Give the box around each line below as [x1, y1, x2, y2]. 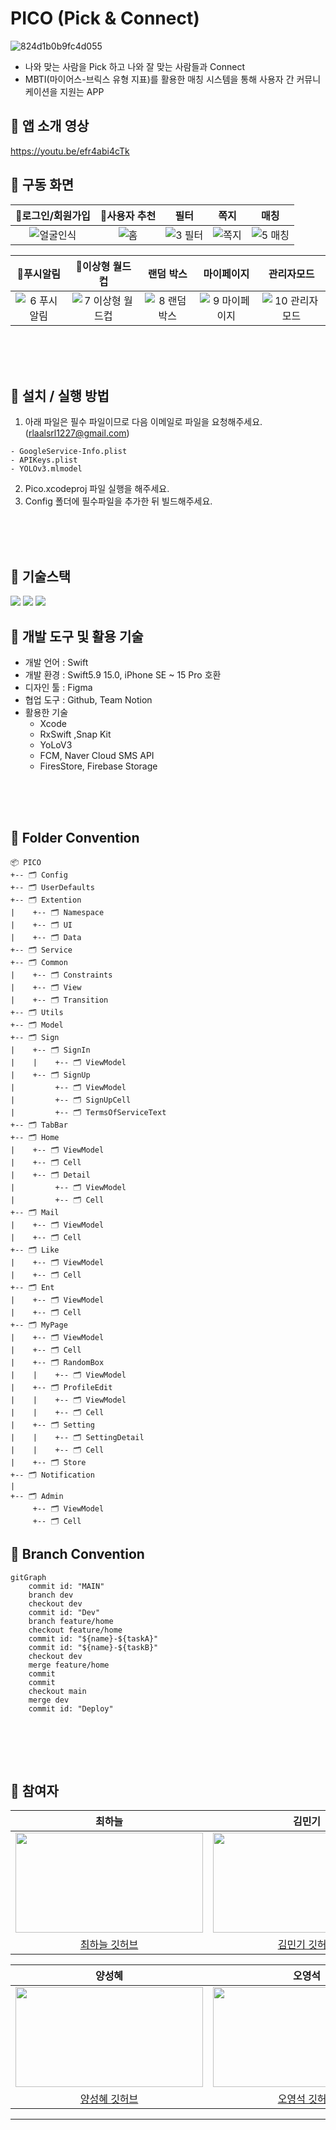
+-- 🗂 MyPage [10, 1320, 68, 1330]
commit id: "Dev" [28, 1607, 101, 1617]
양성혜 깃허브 [79, 2092, 139, 2106]
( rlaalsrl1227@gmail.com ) [24, 427, 130, 439]
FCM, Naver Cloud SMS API [39, 750, 155, 761]
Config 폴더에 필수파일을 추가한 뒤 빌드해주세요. [24, 495, 213, 507]
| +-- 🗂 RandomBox [10, 1357, 105, 1367]
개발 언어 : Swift [24, 657, 89, 668]
